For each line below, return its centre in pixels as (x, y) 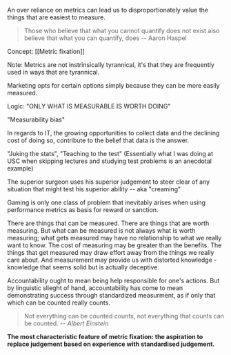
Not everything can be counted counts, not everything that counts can (124, 316)
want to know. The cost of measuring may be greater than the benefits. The (114, 245)
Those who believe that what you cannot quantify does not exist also (122, 31)
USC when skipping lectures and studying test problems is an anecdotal (110, 161)
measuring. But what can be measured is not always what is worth (101, 230)
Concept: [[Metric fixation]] (46, 51)
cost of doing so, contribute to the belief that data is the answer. (98, 140)
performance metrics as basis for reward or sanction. (83, 210)
